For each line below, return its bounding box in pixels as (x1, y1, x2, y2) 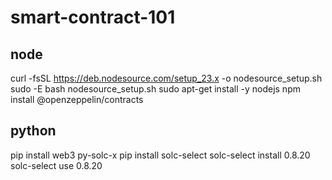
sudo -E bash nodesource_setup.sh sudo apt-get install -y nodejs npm (10, 83, 301, 95)
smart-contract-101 (10, 6, 176, 29)
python (10, 122, 57, 140)
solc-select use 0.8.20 (10, 159, 103, 171)
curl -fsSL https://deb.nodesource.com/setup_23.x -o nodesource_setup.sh (10, 72, 323, 84)
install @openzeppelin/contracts (10, 94, 144, 105)
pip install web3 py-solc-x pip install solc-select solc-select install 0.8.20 (10, 149, 311, 161)
